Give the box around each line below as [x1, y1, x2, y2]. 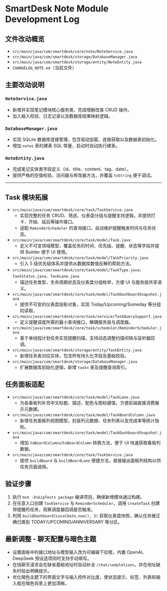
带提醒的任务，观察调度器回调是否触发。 [12, 506, 95, 512]
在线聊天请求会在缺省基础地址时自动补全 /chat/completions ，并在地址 [12, 562, 157, 568]
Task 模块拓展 [5, 193, 48, 201]
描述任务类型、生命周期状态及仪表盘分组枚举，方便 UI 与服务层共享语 [19, 279, 162, 285]
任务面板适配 [5, 380, 45, 389]
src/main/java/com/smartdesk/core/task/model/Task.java [12, 238, 131, 243]
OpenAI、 [126, 549, 147, 555]
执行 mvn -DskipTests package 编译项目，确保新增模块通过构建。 [12, 494, 145, 500]
